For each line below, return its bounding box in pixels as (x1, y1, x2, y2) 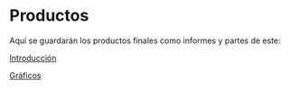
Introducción (9, 52, 57, 63)
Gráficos (9, 69, 42, 81)
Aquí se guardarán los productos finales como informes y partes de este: (9, 35, 282, 46)
